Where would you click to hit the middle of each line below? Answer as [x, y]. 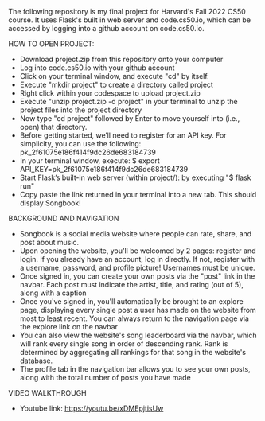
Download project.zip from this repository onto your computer [121, 59]
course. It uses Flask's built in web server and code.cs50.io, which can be [130, 20]
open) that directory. [53, 127]
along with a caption [53, 293]
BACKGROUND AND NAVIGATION [64, 218]
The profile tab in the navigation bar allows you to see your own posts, [135, 369]
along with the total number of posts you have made [105, 378]
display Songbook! [50, 203]
